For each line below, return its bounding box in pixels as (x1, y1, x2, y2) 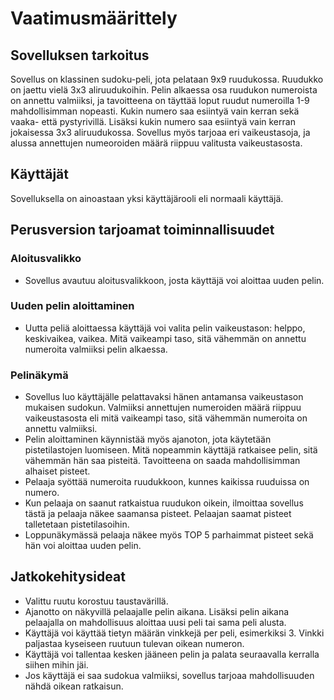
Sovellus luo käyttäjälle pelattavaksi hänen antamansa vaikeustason (24, 391, 304, 403)
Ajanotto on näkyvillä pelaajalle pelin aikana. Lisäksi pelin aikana (24, 605, 290, 617)
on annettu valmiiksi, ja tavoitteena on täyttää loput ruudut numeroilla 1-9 (10, 95, 310, 106)
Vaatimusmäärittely (10, 7, 178, 30)
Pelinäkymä (10, 368, 69, 382)
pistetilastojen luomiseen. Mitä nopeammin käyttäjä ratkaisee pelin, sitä (24, 444, 318, 456)
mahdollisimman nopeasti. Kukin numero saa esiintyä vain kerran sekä (10, 105, 300, 117)
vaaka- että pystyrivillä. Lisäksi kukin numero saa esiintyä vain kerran (10, 116, 296, 127)
